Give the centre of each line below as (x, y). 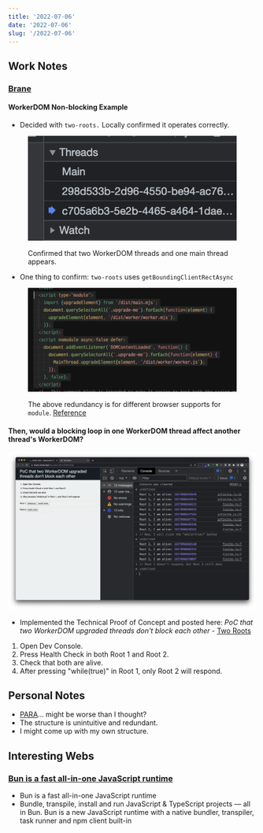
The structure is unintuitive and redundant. (89, 723)
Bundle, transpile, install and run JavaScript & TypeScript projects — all (135, 804)
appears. (42, 261)
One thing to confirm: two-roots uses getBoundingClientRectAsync (126, 276)
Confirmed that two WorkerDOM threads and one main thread (128, 253)
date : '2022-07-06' (40, 25)
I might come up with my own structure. (84, 731)
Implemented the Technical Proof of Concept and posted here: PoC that (136, 622)
